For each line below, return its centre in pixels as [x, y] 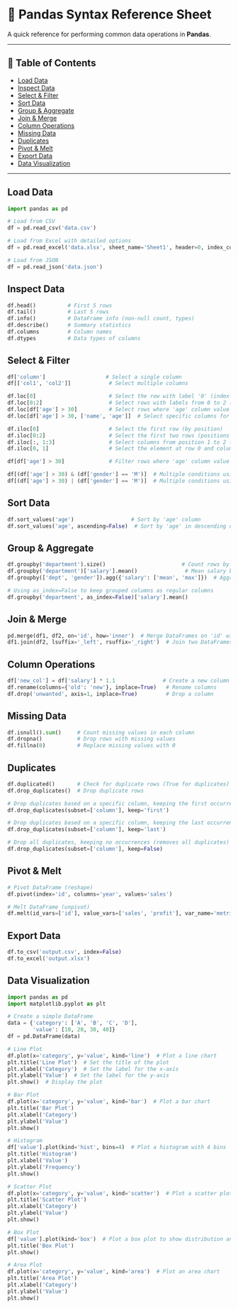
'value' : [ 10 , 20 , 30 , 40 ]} [74, 1030]
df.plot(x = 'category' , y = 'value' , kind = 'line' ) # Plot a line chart [112, 1055]
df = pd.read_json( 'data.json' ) [55, 267]
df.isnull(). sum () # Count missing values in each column [101, 732]
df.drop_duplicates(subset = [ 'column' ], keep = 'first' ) [89, 810]
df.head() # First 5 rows [60, 305]
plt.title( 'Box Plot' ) [41, 1246]
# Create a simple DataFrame [50, 1016]
